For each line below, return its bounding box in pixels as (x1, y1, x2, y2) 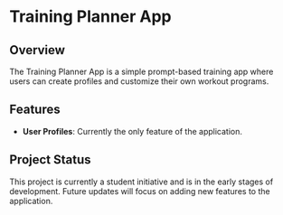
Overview (9, 42, 66, 58)
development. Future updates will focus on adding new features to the (9, 185, 270, 196)
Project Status (9, 152, 92, 168)
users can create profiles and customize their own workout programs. (9, 76, 269, 87)
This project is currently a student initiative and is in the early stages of (9, 176, 274, 187)
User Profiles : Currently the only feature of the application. (22, 126, 242, 136)
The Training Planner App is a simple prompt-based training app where (9, 66, 274, 77)
